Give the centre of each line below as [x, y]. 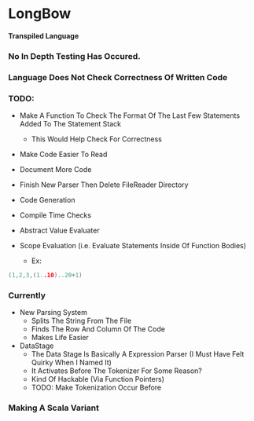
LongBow [40, 14]
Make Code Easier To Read [63, 154]
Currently [27, 295]
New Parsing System [53, 313]
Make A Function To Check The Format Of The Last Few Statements [130, 115]
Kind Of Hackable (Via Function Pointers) [98, 379]
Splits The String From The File [81, 321]
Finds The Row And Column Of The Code [98, 329]
